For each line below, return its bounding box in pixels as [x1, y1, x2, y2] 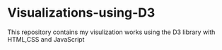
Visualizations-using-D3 [7, 5, 156, 21]
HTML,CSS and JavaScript [7, 35, 85, 43]
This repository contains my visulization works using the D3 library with [7, 28, 216, 36]
